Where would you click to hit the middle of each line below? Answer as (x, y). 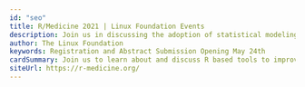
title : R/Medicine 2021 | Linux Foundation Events (107, 26)
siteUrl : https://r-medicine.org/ (75, 69)
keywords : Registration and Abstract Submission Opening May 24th (138, 52)
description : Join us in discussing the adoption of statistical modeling (154, 34)
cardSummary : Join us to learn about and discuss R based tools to (140, 60)
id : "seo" (28, 18)
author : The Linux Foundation (67, 43)
